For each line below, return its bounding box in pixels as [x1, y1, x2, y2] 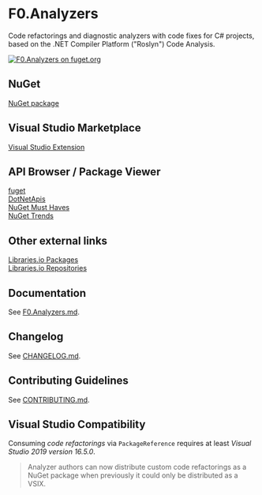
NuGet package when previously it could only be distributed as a [27, 471, 238, 480]
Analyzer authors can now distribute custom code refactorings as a [27, 463, 247, 472]
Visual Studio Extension [8, 142, 85, 152]
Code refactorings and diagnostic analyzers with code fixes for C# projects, [8, 31, 255, 40]
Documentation [8, 286, 87, 300]
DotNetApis [8, 194, 46, 204]
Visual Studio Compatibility [8, 418, 146, 431]
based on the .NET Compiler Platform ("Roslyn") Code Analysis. [8, 39, 215, 48]
